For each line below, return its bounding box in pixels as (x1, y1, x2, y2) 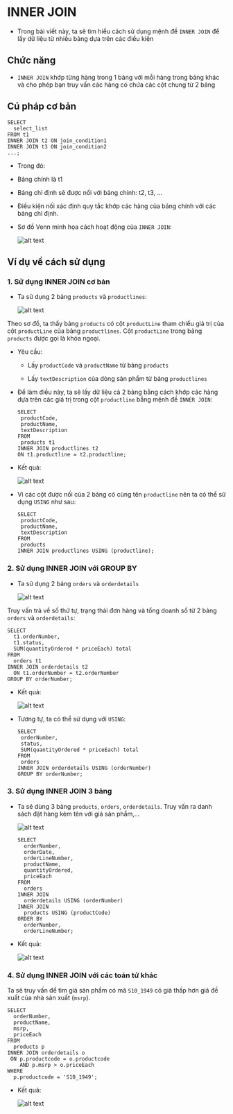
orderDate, (24, 848, 55, 855)
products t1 (20, 439, 55, 446)
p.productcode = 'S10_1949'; (13, 1074, 98, 1081)
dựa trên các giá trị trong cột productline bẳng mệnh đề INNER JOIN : (17, 395, 213, 404)
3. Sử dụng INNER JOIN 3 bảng (7, 787, 112, 796)
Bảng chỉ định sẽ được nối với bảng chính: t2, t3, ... (17, 188, 163, 196)
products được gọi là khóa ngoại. (7, 334, 101, 343)
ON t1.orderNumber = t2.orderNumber (13, 669, 119, 676)
